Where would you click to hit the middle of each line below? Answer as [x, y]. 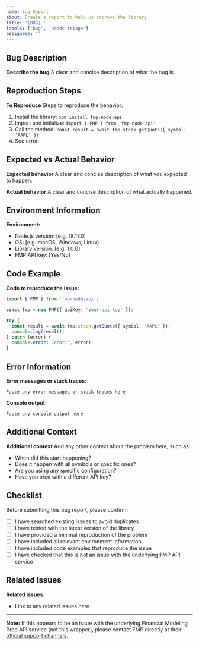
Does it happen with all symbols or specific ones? [75, 464]
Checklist [24, 495]
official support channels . [37, 635]
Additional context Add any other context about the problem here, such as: [98, 446]
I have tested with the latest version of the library [74, 528]
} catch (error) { [29, 337]
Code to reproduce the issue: [43, 288]
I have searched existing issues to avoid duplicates [77, 521]
